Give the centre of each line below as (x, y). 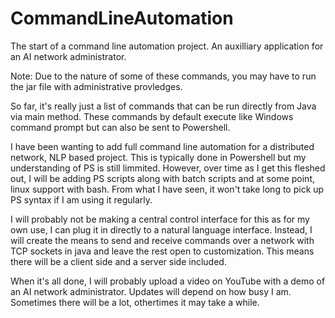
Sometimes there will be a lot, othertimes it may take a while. (135, 302)
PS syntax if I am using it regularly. (81, 199)
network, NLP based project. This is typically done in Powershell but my (158, 157)
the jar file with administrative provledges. (96, 86)
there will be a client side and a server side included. (118, 261)
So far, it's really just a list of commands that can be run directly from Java (163, 106)
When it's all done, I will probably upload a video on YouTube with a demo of (168, 281)
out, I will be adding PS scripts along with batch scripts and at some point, (162, 178)
